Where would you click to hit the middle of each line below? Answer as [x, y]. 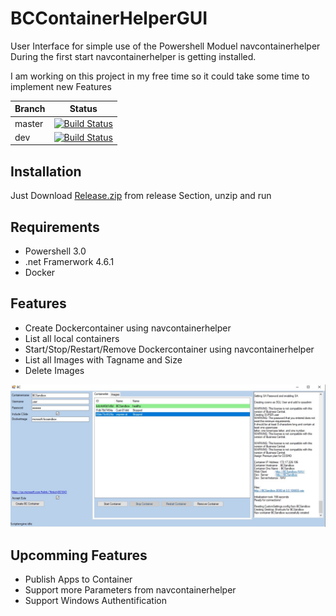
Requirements [55, 227]
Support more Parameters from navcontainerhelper [130, 590]
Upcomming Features [79, 555]
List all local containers [72, 338]
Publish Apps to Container [78, 579]
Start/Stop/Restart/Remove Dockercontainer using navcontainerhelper [169, 349]
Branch [30, 109]
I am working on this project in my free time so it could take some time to [160, 76]
